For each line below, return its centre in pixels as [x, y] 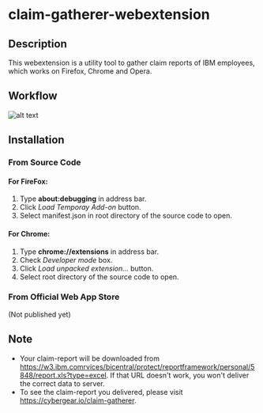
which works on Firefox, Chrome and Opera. [80, 71]
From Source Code [45, 162]
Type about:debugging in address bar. [83, 199]
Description [38, 44]
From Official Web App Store [64, 297]
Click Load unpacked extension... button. [86, 268]
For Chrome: [29, 233]
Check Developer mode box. [66, 260]
